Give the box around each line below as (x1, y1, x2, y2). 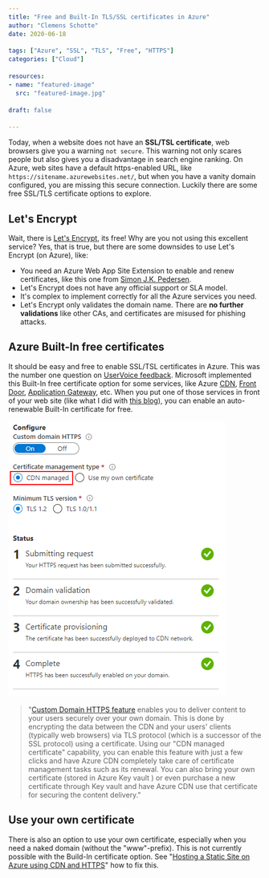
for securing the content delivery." (27, 790, 142, 799)
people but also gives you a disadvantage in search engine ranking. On (8, 155, 243, 165)
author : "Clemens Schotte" (8, 21, 99, 30)
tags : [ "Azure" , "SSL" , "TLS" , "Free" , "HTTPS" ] (8, 47, 174, 55)
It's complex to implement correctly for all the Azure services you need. (19, 291, 257, 301)
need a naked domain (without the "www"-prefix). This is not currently (8, 843, 243, 852)
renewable (8, 404, 43, 413)
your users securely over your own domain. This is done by (27, 713, 225, 722)
